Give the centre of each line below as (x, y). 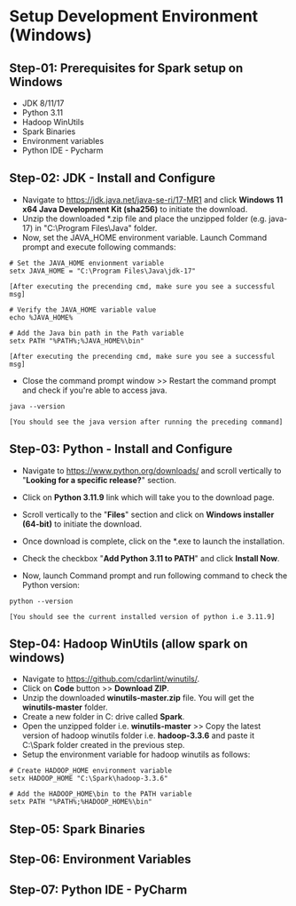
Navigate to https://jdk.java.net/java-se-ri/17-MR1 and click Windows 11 (152, 199)
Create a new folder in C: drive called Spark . (103, 717)
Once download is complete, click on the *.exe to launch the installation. (153, 541)
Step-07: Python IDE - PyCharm (98, 890)
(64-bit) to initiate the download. (82, 524)
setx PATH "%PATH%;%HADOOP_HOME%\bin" (81, 802)
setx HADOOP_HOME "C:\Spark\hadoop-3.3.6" (89, 779)
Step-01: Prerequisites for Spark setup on (126, 68)
